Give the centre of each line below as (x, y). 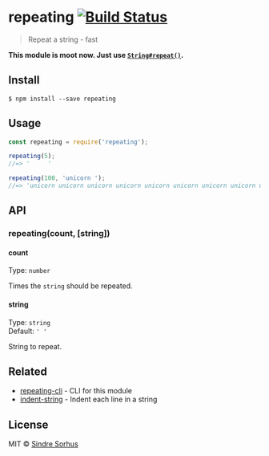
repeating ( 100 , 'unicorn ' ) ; (57, 178)
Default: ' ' (28, 331)
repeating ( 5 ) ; (32, 157)
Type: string (29, 322)
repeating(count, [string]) (59, 234)
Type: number (29, 271)
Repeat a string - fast (63, 39)
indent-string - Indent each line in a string (88, 399)
